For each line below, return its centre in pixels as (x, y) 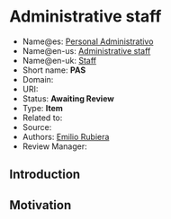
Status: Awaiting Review (68, 98)
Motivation (40, 205)
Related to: (42, 118)
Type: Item (42, 108)
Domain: (38, 79)
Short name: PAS (54, 70)
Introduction (45, 175)
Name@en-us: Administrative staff (86, 50)
